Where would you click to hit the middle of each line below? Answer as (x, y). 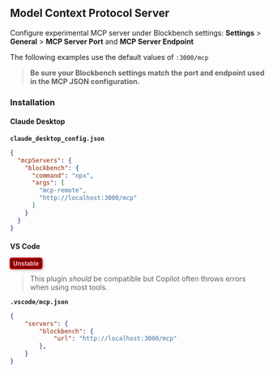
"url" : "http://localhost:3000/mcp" (115, 339)
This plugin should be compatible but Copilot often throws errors (138, 278)
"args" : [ (48, 183)
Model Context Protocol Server (90, 13)
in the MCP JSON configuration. (85, 81)
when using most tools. (69, 287)
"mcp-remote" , (63, 191)
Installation (33, 102)
